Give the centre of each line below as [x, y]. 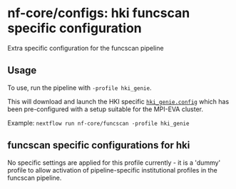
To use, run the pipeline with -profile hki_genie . [79, 88]
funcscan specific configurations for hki [99, 145]
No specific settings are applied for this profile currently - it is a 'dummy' [114, 163]
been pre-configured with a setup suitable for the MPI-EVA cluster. [106, 109]
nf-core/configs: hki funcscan [99, 13]
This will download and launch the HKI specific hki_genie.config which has [118, 101]
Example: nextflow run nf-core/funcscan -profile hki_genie [98, 123]
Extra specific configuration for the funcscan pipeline [86, 48]
